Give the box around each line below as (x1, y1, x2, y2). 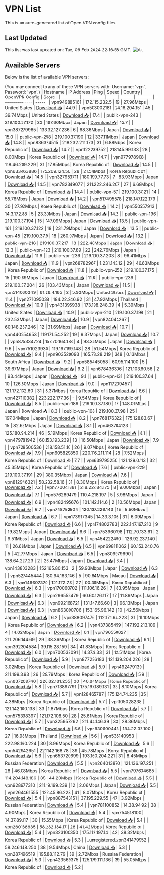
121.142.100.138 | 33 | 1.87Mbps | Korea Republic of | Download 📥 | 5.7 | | (5, 705, 152, 711)
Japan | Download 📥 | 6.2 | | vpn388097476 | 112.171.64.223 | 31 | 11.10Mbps (5, 614, 160, 620)
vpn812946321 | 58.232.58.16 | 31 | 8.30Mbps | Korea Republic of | (5, 479, 140, 485)
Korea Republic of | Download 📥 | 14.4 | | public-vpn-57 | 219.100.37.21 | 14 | (5, 189, 159, 194)
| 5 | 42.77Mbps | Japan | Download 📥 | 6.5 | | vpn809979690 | (5, 550, 134, 557)
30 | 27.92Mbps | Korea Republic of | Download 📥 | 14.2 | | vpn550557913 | (5, 203, 158, 209)
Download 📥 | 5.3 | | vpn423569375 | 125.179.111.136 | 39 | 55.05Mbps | (5, 856, 149, 863)
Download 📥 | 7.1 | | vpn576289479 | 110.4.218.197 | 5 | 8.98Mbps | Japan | (5, 491, 156, 498)
